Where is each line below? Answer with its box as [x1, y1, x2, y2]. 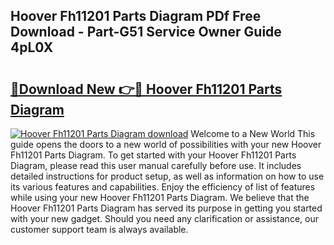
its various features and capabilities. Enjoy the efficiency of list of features [10, 181, 316, 193]
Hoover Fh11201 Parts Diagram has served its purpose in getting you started [10, 202, 323, 214]
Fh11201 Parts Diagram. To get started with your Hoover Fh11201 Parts [10, 149, 297, 161]
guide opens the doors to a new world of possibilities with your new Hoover [10, 139, 322, 150]
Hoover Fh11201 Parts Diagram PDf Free [10, 8, 262, 25]
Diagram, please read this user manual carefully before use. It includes [10, 160, 302, 171]
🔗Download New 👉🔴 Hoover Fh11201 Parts [10, 80, 283, 98]
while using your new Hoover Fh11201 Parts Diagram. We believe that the [10, 192, 310, 203]
